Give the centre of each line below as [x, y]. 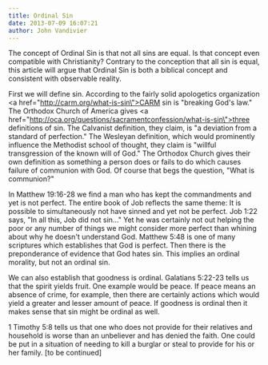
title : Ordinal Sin [41, 16]
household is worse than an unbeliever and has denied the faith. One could [132, 335]
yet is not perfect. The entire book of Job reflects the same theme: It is [125, 203]
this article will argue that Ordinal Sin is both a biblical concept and [118, 70]
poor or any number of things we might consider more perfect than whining [133, 228]
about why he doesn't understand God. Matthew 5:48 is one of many [122, 237]
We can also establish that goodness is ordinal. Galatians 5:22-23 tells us [129, 278]
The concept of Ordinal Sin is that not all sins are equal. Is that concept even [134, 54]
